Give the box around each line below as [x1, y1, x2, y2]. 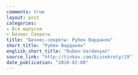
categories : [6, 20, 37, 26]
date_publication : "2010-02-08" [6, 59, 89, 65]
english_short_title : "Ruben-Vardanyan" [6, 48, 111, 54]
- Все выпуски [6, 25, 43, 32]
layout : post [6, 15, 40, 21]
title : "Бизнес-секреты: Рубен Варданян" [6, 37, 114, 43]
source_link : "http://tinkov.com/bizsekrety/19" [6, 54, 133, 60]
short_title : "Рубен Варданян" [6, 43, 86, 49]
